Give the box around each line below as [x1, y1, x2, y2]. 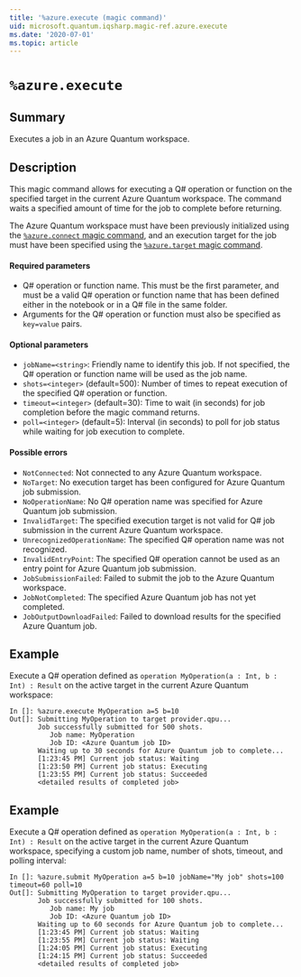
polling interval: [9, 855, 67, 866]
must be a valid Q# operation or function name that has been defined [22, 290, 279, 300]
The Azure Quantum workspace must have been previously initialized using [9, 220, 290, 231]
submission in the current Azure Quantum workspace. [22, 524, 223, 535]
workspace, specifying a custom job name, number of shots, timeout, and [9, 845, 284, 857]
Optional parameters [9, 339, 88, 350]
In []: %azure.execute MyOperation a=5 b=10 [9, 707, 179, 716]
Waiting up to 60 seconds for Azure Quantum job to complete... [37, 920, 284, 929]
